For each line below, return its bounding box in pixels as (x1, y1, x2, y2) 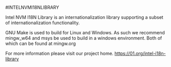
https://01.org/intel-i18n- (114, 51, 166, 56)
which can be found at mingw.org (5, 40, 76, 47)
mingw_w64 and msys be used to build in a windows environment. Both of (5, 35, 162, 41)
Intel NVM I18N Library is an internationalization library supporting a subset (5, 14, 164, 20)
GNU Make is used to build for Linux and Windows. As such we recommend (5, 30, 165, 35)
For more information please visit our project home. (5, 51, 114, 56)
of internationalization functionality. (5, 20, 80, 26)
